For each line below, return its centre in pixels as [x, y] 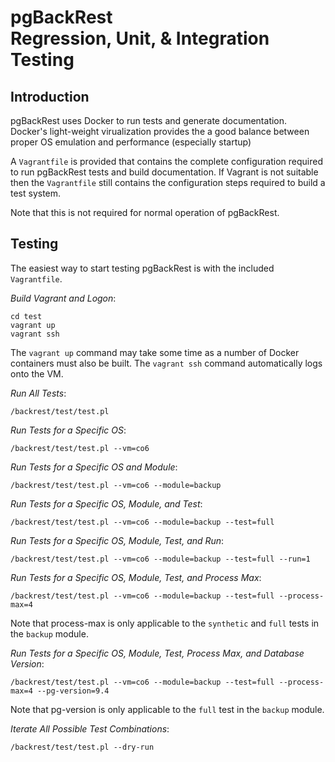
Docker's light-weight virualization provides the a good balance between [160, 131]
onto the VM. [37, 373]
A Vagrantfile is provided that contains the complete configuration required [166, 161]
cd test [26, 316]
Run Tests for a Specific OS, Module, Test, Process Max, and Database [157, 653]
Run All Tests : [38, 393]
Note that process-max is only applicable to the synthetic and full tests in [165, 623]
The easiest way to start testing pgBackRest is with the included [142, 268]
